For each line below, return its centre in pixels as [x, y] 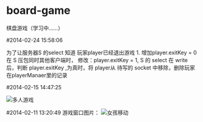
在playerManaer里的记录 [37, 75]
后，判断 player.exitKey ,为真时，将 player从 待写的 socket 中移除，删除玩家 [101, 68]
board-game [38, 11]
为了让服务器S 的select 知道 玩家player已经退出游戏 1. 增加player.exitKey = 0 [101, 53]
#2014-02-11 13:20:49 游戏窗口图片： [53, 112]
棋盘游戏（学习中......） [35, 28]
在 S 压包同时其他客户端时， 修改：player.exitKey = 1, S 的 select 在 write [97, 60]
